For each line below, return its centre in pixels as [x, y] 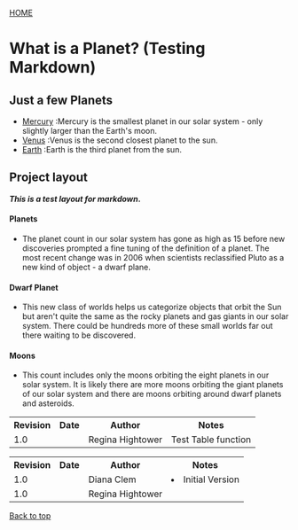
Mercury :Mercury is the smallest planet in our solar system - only [142, 121]
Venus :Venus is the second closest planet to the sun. [120, 140]
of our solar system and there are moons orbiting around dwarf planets [152, 394]
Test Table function [211, 440]
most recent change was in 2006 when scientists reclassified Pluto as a [153, 258]
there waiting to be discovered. [78, 335]
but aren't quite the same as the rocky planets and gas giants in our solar [155, 316]
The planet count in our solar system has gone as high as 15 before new [153, 239]
